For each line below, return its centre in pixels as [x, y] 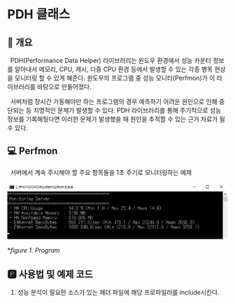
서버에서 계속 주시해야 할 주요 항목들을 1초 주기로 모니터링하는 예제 [101, 172]
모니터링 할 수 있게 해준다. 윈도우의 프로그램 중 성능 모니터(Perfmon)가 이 [115, 78]
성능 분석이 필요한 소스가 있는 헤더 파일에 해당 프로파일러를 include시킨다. [118, 293]
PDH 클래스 [39, 14]
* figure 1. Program [34, 251]
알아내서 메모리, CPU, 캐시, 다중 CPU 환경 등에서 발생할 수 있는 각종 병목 [114, 69]
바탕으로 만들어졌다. [65, 87]
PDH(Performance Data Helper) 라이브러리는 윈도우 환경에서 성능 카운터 [111, 61]
